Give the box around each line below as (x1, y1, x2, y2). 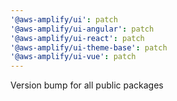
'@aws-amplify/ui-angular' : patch (10, 24, 155, 34)
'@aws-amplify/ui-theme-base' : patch (10, 42, 168, 53)
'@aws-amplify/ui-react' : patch (10, 33, 145, 43)
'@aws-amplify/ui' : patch (10, 14, 118, 25)
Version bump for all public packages (10, 79, 164, 91)
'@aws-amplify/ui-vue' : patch (10, 52, 137, 62)
